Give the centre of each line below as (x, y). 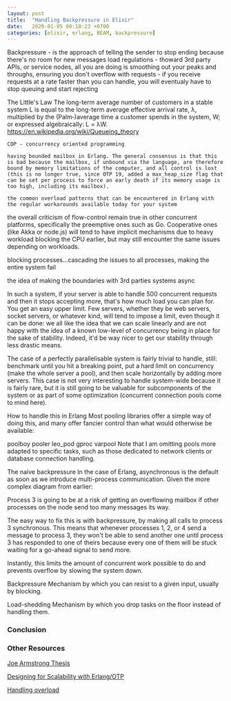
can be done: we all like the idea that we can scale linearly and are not (107, 323)
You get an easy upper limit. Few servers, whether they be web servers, (109, 309)
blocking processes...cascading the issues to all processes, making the (108, 260)
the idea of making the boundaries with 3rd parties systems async (101, 281)
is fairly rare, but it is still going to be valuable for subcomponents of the (109, 388)
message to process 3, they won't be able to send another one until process (115, 536)
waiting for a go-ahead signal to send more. (69, 550)
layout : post (26, 13)
